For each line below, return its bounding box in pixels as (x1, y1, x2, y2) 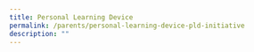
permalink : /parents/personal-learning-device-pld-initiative (9, 21, 245, 30)
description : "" (9, 29, 70, 38)
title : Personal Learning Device (9, 12, 134, 22)
